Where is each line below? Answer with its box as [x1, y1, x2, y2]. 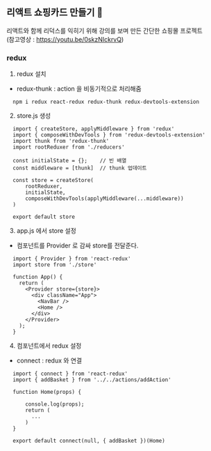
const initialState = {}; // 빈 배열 [12, 158, 127, 165]
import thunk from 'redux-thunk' [12, 138, 110, 145]
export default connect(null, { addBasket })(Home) [12, 438, 166, 445]
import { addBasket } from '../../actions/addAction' [12, 376, 171, 383]
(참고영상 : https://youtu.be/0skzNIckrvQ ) [6, 35, 124, 43]
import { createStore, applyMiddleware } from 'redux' [12, 125, 175, 132]
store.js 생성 [16, 112, 51, 120]
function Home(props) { [12, 389, 81, 396]
